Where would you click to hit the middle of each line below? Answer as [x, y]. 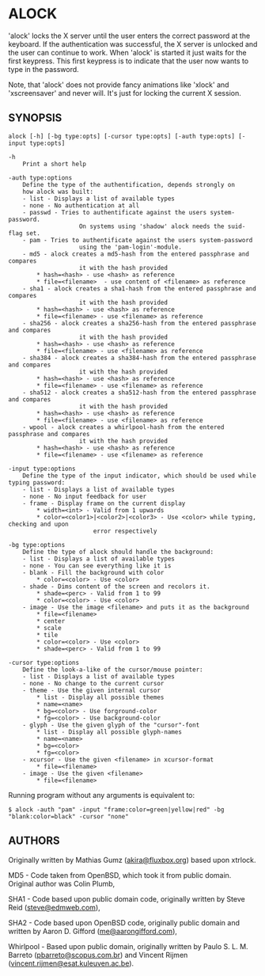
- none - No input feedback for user [85, 496]
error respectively [125, 531]
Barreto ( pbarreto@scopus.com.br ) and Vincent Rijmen [98, 955]
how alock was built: [58, 192]
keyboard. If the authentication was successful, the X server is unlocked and [133, 44]
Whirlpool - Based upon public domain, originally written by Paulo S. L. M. [128, 946]
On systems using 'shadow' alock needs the [151, 226]
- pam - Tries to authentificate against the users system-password [138, 240]
